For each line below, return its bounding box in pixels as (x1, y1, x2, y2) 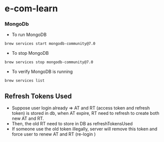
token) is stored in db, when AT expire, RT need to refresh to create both (11, 110, 160, 116)
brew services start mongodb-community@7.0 (4, 41, 96, 46)
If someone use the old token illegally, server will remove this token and (11, 126, 158, 132)
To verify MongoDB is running (11, 69, 73, 74)
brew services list (4, 78, 45, 83)
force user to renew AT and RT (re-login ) (11, 131, 96, 137)
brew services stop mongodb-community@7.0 (4, 60, 93, 65)
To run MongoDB (11, 32, 47, 37)
